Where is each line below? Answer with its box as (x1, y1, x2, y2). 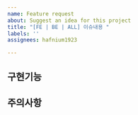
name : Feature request (7, 10, 74, 18)
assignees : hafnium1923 (7, 37, 78, 44)
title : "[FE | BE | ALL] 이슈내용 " (7, 23, 110, 30)
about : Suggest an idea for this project (7, 17, 132, 24)
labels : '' (7, 30, 40, 37)
